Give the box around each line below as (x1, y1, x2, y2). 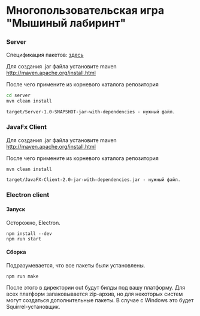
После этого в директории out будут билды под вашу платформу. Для (6, 284, 186, 291)
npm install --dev (6, 230, 52, 237)
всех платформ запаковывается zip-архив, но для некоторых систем (6, 290, 183, 297)
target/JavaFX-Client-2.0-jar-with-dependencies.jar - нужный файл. (6, 177, 181, 183)
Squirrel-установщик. (6, 303, 60, 310)
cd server (6, 92, 31, 99)
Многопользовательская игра (6, 4, 165, 17)
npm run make (6, 273, 39, 279)
